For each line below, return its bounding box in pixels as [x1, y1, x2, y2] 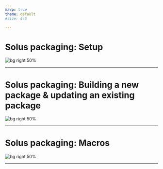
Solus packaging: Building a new [5, 79, 139, 90]
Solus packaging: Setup [5, 41, 103, 53]
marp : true [5, 7, 27, 12]
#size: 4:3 [5, 16, 27, 21]
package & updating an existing [5, 90, 135, 100]
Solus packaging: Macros [5, 137, 110, 149]
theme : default [5, 12, 36, 17]
